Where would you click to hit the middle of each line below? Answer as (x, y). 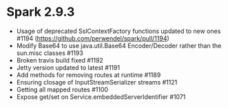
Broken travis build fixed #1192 (60, 60)
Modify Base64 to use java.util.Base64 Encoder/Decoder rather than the (119, 45)
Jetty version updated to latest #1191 (68, 67)
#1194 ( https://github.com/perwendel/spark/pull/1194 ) (93, 38)
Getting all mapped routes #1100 (62, 89)
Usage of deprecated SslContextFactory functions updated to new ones (118, 31)
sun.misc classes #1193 (50, 53)
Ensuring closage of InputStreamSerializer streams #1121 (97, 82)
